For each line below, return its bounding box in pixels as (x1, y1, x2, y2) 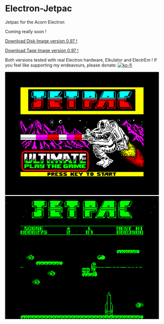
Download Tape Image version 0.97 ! (5, 47, 79, 53)
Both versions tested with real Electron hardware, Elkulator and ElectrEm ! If (5, 57, 157, 63)
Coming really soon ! (5, 28, 47, 34)
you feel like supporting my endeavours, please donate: (5, 62, 117, 68)
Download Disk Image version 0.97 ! (5, 38, 78, 44)
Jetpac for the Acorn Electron (5, 19, 65, 25)
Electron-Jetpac (5, 3, 72, 14)
